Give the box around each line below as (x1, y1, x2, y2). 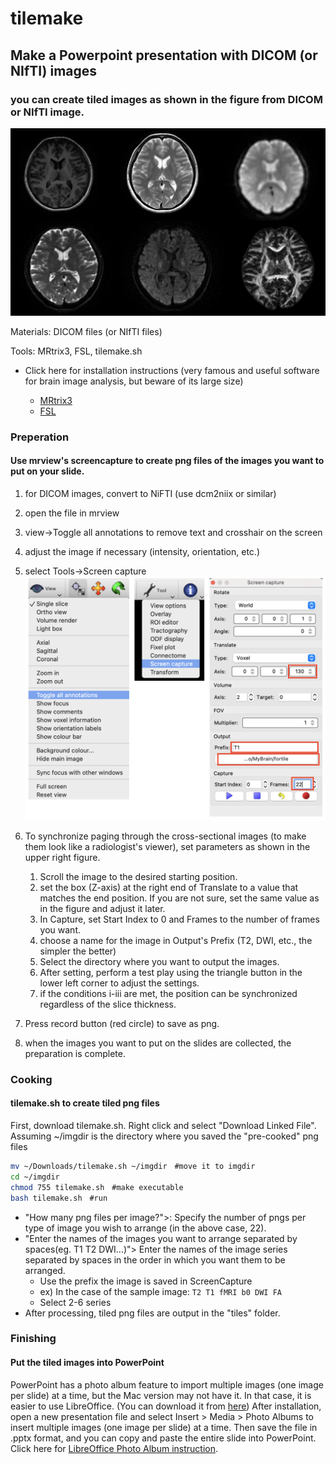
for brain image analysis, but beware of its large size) (24, 375, 244, 387)
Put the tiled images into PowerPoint (10, 1357, 165, 1369)
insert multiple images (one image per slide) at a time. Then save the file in (10, 1421, 318, 1433)
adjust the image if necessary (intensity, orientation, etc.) (24, 545, 260, 557)
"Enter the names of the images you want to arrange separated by (24, 1232, 298, 1244)
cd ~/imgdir (10, 1172, 60, 1182)
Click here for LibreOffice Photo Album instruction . (10, 1442, 219, 1454)
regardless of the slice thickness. (39, 998, 177, 1010)
